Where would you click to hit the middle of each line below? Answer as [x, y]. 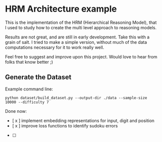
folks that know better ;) [29, 62]
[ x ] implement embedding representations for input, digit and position [83, 121]
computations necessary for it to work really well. [55, 47]
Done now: [16, 111]
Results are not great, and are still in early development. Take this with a [77, 37]
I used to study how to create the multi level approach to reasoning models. [81, 27]
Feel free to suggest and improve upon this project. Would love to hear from [81, 56]
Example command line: [29, 89]
